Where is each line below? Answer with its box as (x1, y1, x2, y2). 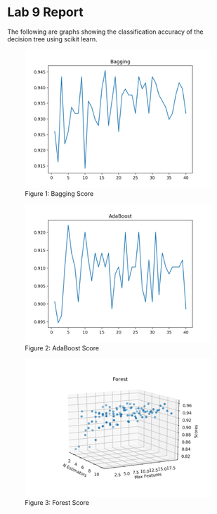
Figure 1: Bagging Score (25, 189, 94, 197)
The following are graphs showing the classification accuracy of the (7, 27, 204, 36)
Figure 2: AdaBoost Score (25, 343, 100, 352)
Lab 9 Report (7, 4, 84, 20)
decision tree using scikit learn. (7, 34, 98, 43)
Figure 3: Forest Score (25, 498, 90, 506)
